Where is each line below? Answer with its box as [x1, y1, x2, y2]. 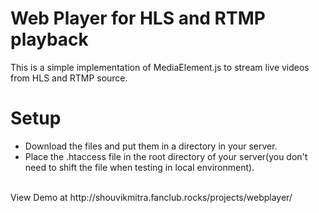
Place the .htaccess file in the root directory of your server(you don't [24, 150, 308, 162]
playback [10, 28, 89, 51]
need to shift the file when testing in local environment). [24, 161, 255, 173]
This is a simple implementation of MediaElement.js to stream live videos [10, 61, 310, 73]
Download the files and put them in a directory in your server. [24, 140, 278, 152]
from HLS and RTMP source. [10, 72, 128, 84]
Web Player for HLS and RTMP [10, 7, 266, 30]
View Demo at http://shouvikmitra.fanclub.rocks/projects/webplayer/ [10, 191, 293, 203]
